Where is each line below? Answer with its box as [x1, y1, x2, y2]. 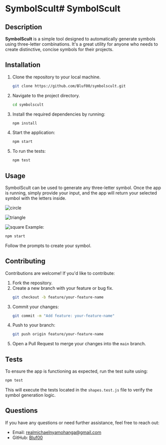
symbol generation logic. [5, 392, 56, 398]
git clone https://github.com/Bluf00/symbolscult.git [12, 83, 126, 88]
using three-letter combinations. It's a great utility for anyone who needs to [5, 41, 159, 47]
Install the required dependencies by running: [12, 111, 106, 117]
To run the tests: [12, 148, 46, 154]
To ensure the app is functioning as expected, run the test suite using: [5, 368, 148, 375]
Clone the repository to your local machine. [12, 74, 101, 80]
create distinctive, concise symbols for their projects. [5, 47, 114, 52]
